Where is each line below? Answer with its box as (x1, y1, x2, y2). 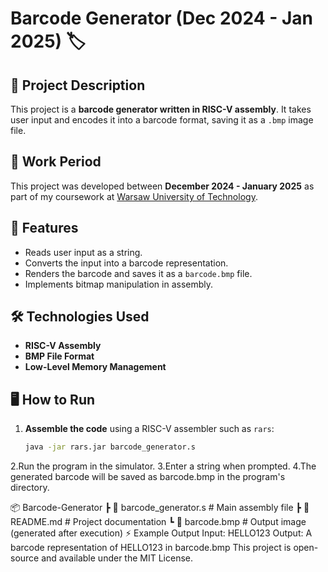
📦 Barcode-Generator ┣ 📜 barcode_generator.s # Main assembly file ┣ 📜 (10, 502, 310, 514)
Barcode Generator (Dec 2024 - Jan (10, 7, 313, 30)
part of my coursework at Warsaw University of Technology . (10, 190, 258, 202)
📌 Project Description (10, 77, 146, 94)
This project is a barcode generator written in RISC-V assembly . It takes (10, 103, 312, 115)
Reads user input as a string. (24, 246, 143, 258)
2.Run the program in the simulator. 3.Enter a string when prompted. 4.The (10, 460, 317, 472)
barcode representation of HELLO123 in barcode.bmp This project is (10, 542, 292, 554)
